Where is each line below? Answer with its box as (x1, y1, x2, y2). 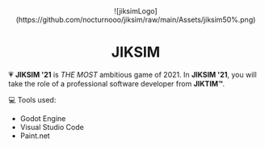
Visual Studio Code (19, 122, 85, 132)
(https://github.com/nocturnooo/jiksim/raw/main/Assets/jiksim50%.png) (15, 15, 256, 24)
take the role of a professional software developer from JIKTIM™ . (8, 78, 225, 88)
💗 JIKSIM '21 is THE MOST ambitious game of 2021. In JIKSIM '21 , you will (8, 69, 257, 79)
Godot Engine (19, 113, 66, 123)
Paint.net (19, 131, 50, 141)
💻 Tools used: (8, 94, 57, 104)
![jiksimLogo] (114, 6, 158, 15)
